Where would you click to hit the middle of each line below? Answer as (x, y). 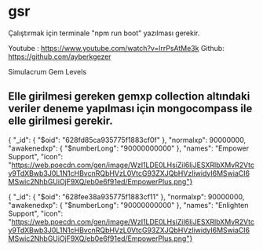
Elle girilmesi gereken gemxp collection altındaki (129, 96)
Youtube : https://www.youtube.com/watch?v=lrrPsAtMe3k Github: (117, 48)
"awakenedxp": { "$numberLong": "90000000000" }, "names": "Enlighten (128, 205)
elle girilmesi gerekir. (60, 121)
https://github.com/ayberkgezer (60, 56)
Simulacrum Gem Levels (47, 71)
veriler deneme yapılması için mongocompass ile (130, 109)
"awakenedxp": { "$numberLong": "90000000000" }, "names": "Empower (129, 148)
